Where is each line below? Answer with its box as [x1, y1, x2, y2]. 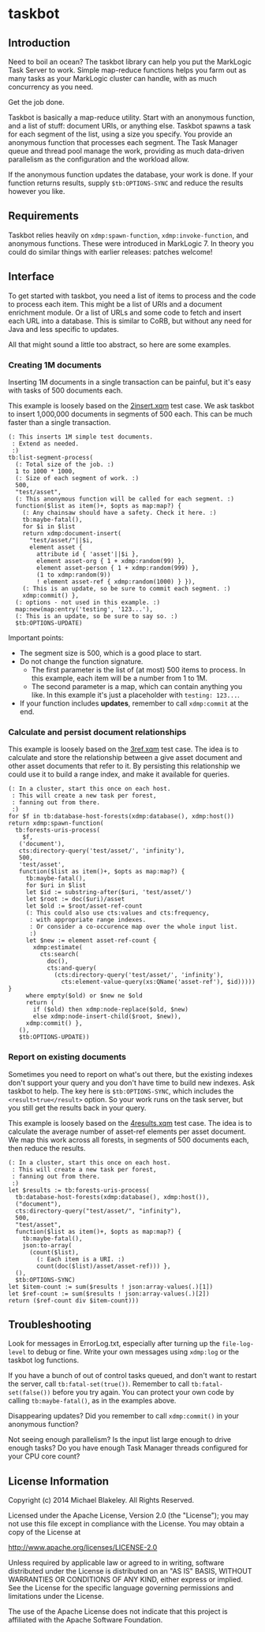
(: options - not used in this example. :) [15, 598, 160, 606]
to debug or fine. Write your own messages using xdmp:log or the [27, 1347, 239, 1357]
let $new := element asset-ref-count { [25, 937, 157, 945]
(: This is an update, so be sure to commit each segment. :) [22, 584, 231, 592]
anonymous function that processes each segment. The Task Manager [8, 138, 238, 147]
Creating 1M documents [8, 360, 102, 371]
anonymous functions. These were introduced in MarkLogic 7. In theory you [8, 238, 254, 248]
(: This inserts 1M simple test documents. [8, 433, 154, 441]
